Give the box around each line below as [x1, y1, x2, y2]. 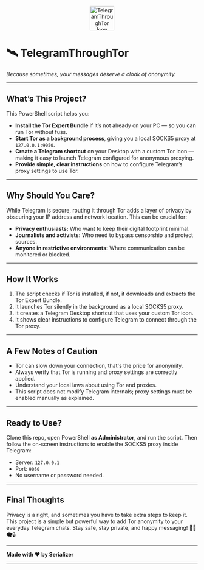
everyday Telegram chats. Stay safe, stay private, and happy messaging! [6, 524, 188, 531]
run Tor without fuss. [15, 128, 68, 135]
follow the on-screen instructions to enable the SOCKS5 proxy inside [6, 440, 178, 448]
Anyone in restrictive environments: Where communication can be [15, 244, 185, 252]
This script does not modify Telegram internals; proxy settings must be [15, 388, 192, 395]
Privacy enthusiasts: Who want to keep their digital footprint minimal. [15, 225, 190, 232]
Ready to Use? [6, 418, 63, 428]
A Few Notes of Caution [6, 346, 98, 356]
